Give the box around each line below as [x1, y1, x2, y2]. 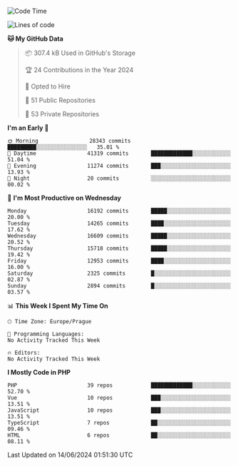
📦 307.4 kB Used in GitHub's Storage [24, 49, 136, 57]
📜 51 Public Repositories [24, 96, 96, 104]
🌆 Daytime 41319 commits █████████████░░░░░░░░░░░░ [7, 150, 232, 157]
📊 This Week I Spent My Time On [7, 302, 108, 310]
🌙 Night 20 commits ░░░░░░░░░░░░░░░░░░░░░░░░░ [7, 175, 232, 182]
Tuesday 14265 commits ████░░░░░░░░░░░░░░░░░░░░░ [7, 220, 232, 227]
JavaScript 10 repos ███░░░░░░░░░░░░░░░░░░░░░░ [7, 407, 232, 414]
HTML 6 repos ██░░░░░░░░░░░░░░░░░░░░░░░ [7, 432, 232, 439]
